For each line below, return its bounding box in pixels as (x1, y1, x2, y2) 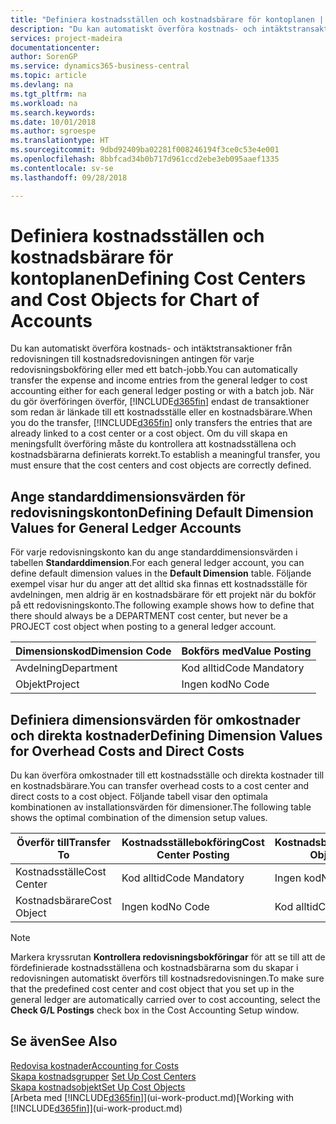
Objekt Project (15, 677, 80, 691)
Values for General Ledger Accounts (10, 519, 242, 536)
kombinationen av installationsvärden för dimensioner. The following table (10, 801, 312, 813)
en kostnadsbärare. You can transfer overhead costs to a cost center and (10, 780, 310, 792)
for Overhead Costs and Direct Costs (10, 742, 245, 760)
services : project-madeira (10, 33, 123, 43)
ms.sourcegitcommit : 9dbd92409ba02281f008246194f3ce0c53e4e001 (10, 145, 280, 155)
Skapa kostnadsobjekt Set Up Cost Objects (10, 1081, 186, 1093)
